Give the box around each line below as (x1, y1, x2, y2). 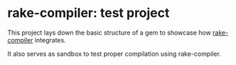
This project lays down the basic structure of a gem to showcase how (7, 28, 211, 37)
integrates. (34, 35, 66, 44)
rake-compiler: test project (7, 5, 170, 21)
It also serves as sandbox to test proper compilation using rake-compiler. (7, 49, 222, 58)
